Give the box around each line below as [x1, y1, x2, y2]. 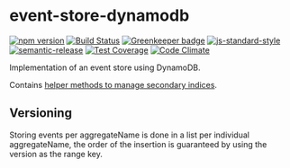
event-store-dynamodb [9, 5, 190, 26]
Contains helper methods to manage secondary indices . [9, 79, 218, 90]
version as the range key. [9, 148, 104, 159]
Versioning [9, 105, 72, 121]
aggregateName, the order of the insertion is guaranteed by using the [9, 138, 267, 149]
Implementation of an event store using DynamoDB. [9, 62, 201, 73]
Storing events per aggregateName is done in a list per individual [9, 129, 250, 140]
